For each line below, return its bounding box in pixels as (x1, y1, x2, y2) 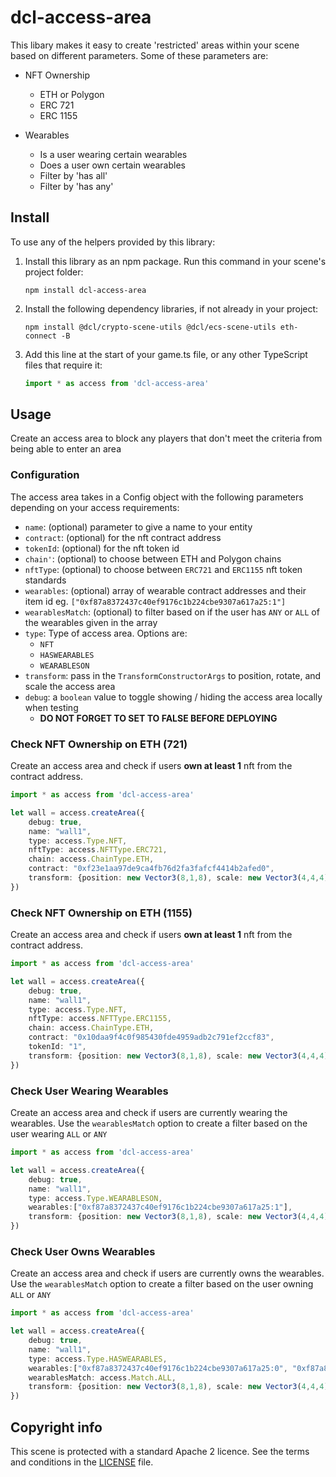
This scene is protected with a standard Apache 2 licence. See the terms (10, 1445, 310, 1457)
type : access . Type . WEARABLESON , (28, 1193, 163, 1203)
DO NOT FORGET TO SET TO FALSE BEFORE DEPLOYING (39, 712, 278, 724)
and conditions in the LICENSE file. (10, 1456, 154, 1468)
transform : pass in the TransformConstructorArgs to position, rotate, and (24, 669, 322, 681)
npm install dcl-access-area (24, 285, 147, 295)
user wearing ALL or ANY (10, 1128, 108, 1140)
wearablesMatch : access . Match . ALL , (28, 1372, 177, 1383)
